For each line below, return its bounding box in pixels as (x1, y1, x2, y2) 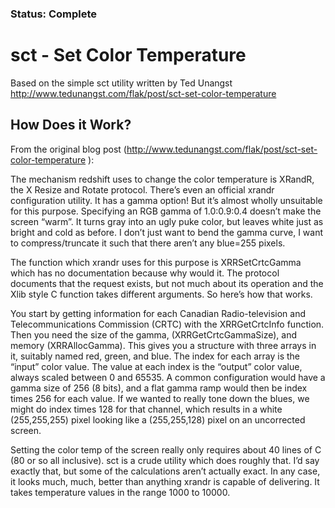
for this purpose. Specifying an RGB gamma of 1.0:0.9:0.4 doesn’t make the (10, 205, 322, 217)
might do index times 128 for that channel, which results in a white (10, 403, 283, 415)
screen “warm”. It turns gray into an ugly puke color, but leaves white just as (10, 215, 324, 227)
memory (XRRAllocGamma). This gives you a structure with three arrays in (10, 339, 317, 351)
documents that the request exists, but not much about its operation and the (10, 277, 324, 289)
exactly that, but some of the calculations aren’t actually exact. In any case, (10, 465, 321, 477)
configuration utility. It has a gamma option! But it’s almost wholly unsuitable (10, 194, 323, 206)
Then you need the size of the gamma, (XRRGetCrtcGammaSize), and (10, 328, 298, 341)
